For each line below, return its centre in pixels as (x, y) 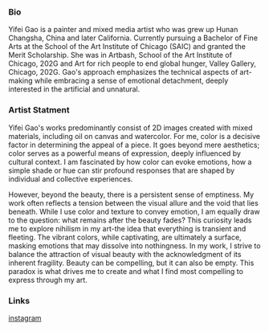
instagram (25, 318)
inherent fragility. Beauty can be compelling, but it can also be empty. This (131, 263)
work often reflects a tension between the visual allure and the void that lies (133, 202)
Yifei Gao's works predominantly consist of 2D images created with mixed (130, 128)
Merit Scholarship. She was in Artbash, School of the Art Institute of (120, 55)
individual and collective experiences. (71, 178)
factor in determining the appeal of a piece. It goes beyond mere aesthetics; (134, 145)
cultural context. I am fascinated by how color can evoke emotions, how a (130, 161)
